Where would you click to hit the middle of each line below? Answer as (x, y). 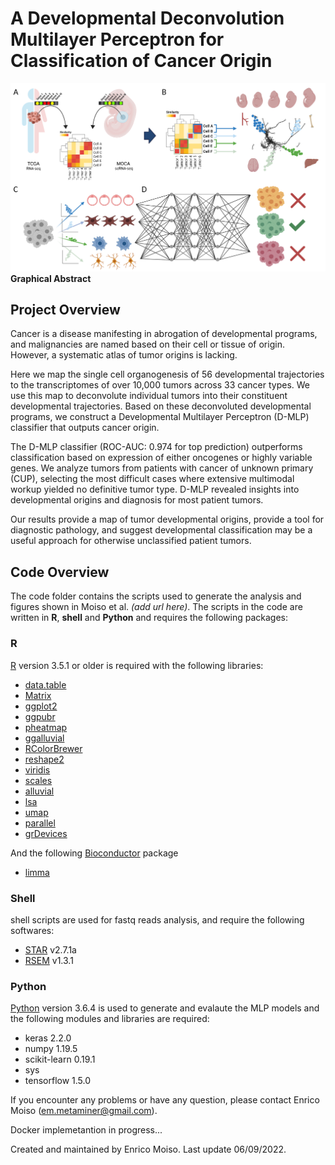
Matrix (38, 695)
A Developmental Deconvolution (147, 18)
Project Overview (65, 310)
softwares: (32, 930)
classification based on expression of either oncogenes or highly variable (161, 458)
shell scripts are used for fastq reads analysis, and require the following (157, 919)
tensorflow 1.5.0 (58, 1081)
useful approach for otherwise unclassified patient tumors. (131, 541)
